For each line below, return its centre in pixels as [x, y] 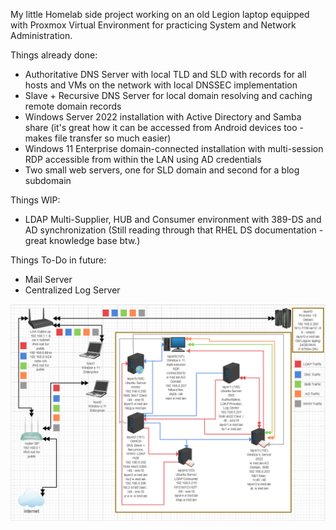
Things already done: [54, 55]
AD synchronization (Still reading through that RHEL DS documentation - [174, 230]
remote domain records [73, 106]
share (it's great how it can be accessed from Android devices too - [164, 127]
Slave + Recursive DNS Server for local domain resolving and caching [168, 95]
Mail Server [48, 279]
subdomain [48, 180]
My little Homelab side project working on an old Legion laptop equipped [160, 14]
